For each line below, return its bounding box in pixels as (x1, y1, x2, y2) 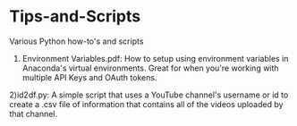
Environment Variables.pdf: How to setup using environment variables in (21, 53, 289, 63)
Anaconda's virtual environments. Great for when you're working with (21, 63, 279, 73)
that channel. (9, 108, 58, 119)
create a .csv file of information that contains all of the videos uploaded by (9, 98, 284, 109)
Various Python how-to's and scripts (9, 36, 144, 46)
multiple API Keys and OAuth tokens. (21, 71, 157, 82)
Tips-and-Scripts (9, 6, 141, 27)
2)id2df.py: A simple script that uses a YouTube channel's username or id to (9, 89, 289, 100)
